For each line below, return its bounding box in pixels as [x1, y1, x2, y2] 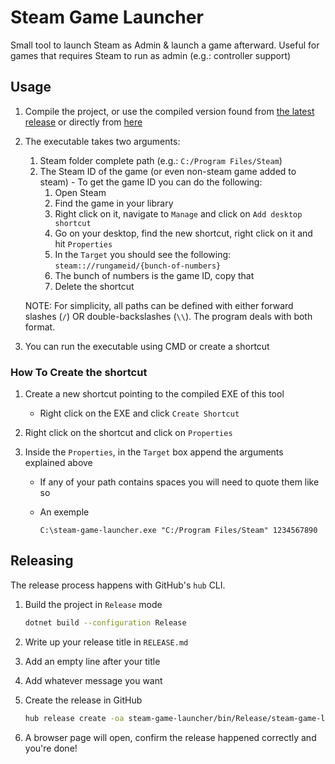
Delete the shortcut [54, 280, 135, 292]
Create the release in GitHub [24, 694, 143, 706]
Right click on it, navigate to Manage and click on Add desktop [54, 207, 303, 220]
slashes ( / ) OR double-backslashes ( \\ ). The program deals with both [24, 310, 313, 322]
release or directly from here [24, 116, 143, 128]
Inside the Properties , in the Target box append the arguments [24, 446, 284, 458]
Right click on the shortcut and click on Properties [24, 427, 233, 439]
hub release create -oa [24, 713, 125, 723]
